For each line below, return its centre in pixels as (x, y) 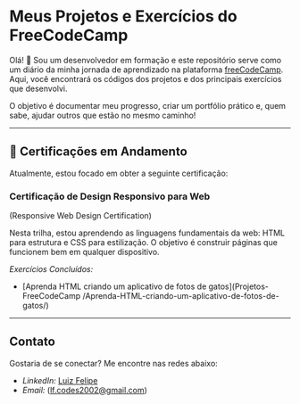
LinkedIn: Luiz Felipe (60, 380)
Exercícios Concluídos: (51, 269)
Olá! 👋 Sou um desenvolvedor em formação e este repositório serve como (146, 60)
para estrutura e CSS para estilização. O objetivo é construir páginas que (144, 243)
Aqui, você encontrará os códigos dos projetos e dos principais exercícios (146, 78)
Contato (32, 342)
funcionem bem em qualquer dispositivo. (84, 252)
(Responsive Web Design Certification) (80, 216)
